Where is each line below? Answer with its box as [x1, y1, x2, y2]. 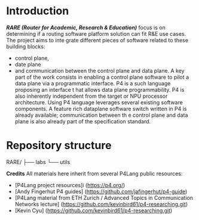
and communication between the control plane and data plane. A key [14, 67, 185, 74]
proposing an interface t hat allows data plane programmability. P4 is [14, 86, 185, 93]
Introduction [6, 4, 69, 18]
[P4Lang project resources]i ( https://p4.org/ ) [14, 181, 125, 188]
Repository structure [6, 139, 112, 153]
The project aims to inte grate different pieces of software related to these [6, 36, 188, 44]
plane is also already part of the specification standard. [14, 117, 151, 125]
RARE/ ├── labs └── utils [6, 158, 71, 165]
